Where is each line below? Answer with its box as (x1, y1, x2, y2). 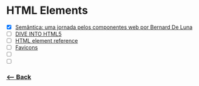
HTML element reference (15, 37, 78, 45)
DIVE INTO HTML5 (15, 31, 62, 37)
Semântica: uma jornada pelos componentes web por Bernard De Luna (15, 23, 193, 31)
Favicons (15, 44, 38, 51)
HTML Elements (6, 4, 88, 17)
